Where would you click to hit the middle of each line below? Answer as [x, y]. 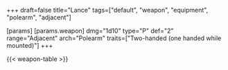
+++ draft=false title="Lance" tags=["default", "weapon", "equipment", [107, 10]
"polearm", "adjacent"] [39, 17]
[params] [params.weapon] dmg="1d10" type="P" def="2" [90, 31]
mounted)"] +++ [30, 45]
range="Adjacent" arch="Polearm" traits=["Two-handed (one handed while [114, 38]
